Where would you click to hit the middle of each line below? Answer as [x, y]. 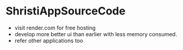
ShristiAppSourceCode [66, 11]
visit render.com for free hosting [55, 28]
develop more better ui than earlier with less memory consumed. [96, 34]
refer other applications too [49, 40]
